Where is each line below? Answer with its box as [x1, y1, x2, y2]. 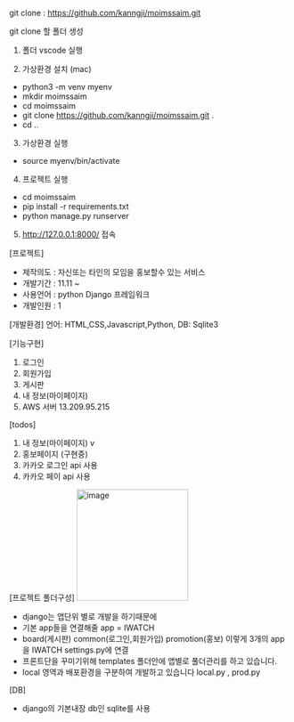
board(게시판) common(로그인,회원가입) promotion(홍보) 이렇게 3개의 [21, 634, 269, 644]
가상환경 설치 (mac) [21, 64, 92, 74]
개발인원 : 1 [21, 300, 61, 311]
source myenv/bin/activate [21, 156, 120, 166]
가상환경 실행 [21, 138, 69, 148]
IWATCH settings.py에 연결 [31, 645, 129, 655]
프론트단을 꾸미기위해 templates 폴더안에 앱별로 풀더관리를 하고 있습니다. [21, 656, 278, 666]
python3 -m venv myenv [21, 82, 113, 92]
